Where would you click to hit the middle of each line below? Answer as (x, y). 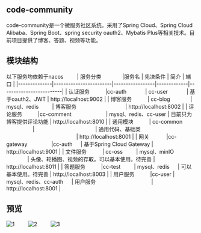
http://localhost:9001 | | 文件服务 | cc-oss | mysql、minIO (90, 151)
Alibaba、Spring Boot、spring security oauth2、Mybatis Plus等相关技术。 (98, 32)
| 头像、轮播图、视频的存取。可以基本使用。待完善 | (91, 159)
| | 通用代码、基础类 (87, 129)
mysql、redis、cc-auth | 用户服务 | (80, 181)
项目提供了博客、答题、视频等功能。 (56, 40)
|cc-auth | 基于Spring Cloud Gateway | (102, 144)
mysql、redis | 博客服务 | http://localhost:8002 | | (97, 106)
